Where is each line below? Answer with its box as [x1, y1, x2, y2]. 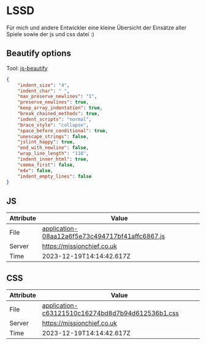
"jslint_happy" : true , [17, 139, 75, 145]
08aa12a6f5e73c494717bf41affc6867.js [42, 232, 166, 241]
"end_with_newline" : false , [17, 145, 89, 151]
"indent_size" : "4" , [17, 82, 70, 88]
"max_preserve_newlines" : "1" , [17, 93, 97, 100]
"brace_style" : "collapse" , [17, 122, 89, 128]
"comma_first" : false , [17, 162, 75, 168]
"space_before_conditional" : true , [17, 127, 109, 134]
